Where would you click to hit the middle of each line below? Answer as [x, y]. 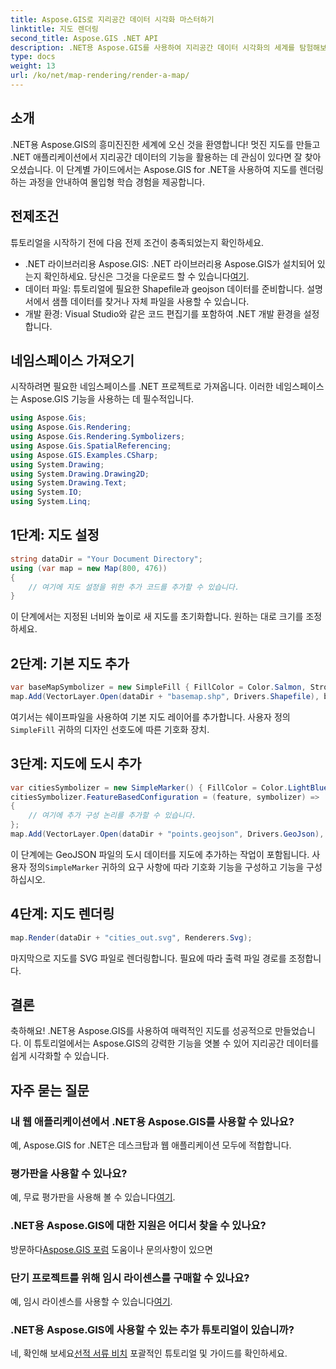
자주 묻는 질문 [50, 1090]
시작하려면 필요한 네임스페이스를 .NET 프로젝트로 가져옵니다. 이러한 [142, 387]
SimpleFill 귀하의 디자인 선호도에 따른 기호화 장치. [110, 729]
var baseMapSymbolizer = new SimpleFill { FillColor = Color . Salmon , [158, 687]
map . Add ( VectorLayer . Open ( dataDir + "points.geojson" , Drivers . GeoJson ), [167, 834]
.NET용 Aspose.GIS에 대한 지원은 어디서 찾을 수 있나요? [138, 1226]
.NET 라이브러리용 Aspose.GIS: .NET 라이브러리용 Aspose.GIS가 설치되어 [169, 263]
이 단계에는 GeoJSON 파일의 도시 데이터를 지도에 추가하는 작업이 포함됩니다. [160, 854]
